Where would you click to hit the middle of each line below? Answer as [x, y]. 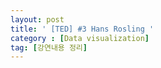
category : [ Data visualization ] [80, 38]
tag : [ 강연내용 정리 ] [49, 47]
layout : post [37, 19]
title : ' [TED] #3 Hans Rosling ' [82, 29]
